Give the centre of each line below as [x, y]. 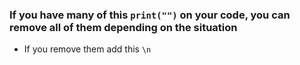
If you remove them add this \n [87, 49]
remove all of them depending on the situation [123, 27]
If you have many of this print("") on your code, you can [150, 15]
